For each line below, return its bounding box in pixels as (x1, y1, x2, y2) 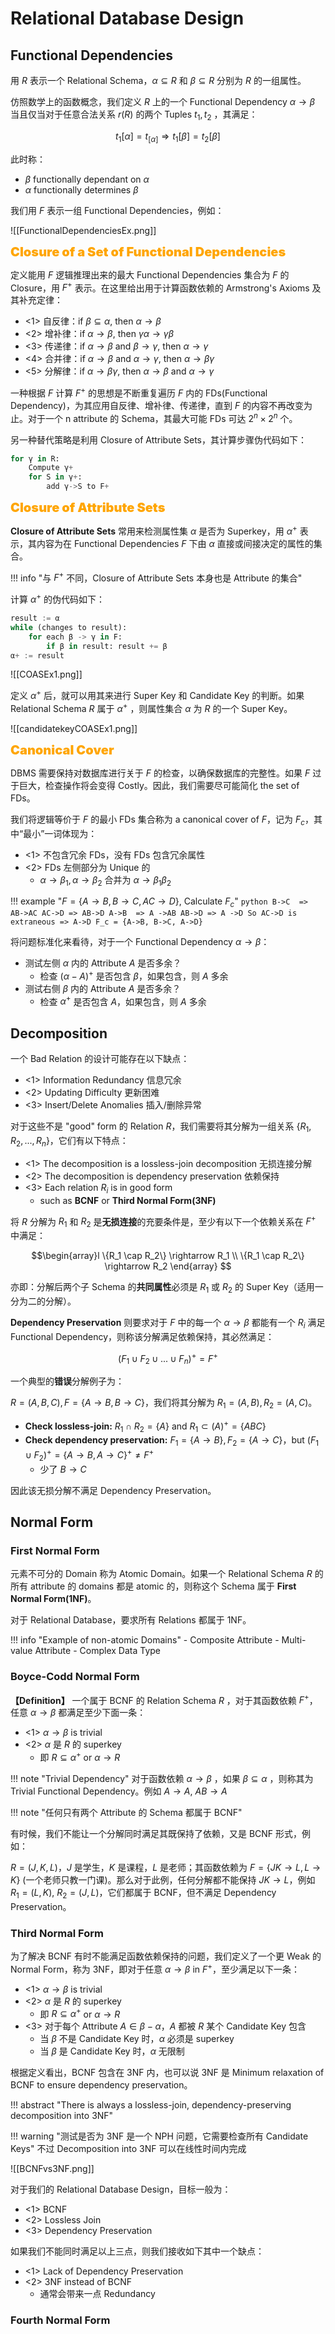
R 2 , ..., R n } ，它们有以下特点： (10, 1135, 129, 1149)
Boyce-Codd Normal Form (10, 1670, 140, 1684)
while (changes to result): (10, 622, 128, 632)
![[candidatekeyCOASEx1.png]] (10, 722, 138, 734)
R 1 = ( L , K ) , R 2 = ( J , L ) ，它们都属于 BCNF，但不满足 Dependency (10, 1886, 277, 1901)
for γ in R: (10, 453, 60, 464)
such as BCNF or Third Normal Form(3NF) (39, 1194, 217, 1206)
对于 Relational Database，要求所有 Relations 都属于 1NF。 (10, 1614, 252, 1626)
